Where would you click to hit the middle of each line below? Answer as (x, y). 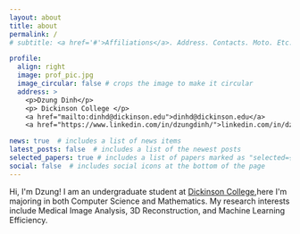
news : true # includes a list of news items (95, 141)
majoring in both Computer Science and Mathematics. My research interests (150, 201)
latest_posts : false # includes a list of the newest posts (125, 150)
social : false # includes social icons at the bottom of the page (137, 166)
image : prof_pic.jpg (55, 75)
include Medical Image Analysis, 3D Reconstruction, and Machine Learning (147, 210)
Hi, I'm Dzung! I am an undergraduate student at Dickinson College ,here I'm (148, 191)
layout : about (36, 17)
